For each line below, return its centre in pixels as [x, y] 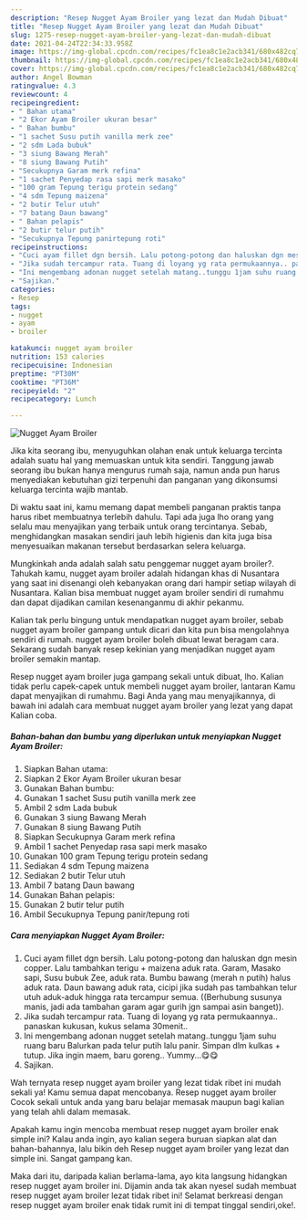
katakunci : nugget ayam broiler [72, 349]
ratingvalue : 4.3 [43, 86]
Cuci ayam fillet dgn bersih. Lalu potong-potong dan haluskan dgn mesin [160, 958]
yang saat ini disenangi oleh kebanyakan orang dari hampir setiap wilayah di [153, 583]
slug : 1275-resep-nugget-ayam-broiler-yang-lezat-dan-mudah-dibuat [141, 35]
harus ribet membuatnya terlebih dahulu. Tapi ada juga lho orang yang [142, 517]
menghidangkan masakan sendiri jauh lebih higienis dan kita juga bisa [141, 537]
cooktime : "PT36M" [45, 382]
